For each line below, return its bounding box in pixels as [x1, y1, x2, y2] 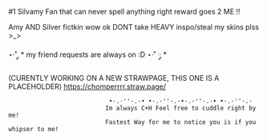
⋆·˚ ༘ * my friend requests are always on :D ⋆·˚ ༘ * [8, 50, 167, 59]
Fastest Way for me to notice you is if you [105, 118, 257, 126]
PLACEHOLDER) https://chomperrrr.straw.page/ [8, 82, 167, 91]
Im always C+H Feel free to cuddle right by [105, 104, 257, 112]
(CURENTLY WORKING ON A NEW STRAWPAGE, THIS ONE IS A [8, 74, 220, 82]
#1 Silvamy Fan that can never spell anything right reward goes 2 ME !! [8, 7, 241, 16]
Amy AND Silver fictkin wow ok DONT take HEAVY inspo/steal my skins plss [8, 22, 259, 31]
